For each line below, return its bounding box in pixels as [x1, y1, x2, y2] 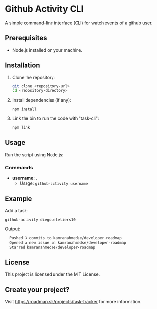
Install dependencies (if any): [12, 97, 71, 103]
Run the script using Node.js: [5, 151, 64, 158]
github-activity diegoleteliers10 [5, 217, 76, 222]
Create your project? [5, 285, 70, 294]
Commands [5, 164, 33, 170]
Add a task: [5, 207, 28, 213]
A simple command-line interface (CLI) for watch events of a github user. [5, 20, 153, 26]
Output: [5, 226, 21, 232]
